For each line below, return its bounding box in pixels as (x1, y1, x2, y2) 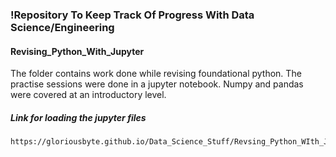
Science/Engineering (10, 20, 115, 34)
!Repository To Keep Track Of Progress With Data (10, 8, 255, 22)
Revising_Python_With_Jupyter (10, 45, 145, 57)
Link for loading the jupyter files (10, 111, 147, 123)
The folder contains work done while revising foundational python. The (10, 68, 302, 80)
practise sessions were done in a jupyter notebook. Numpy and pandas (10, 78, 304, 90)
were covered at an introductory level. (10, 89, 167, 101)
